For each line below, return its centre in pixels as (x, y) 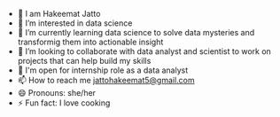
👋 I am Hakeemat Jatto (59, 14)
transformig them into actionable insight (90, 42)
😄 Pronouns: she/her (56, 93)
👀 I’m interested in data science (75, 23)
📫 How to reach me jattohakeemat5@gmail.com (106, 80)
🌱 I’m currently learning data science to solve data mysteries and (136, 32)
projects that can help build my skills (84, 61)
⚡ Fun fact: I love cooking (64, 103)
